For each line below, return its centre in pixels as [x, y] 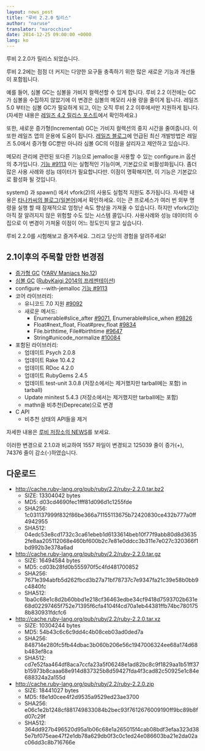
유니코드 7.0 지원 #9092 [53, 303]
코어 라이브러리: [34, 296]
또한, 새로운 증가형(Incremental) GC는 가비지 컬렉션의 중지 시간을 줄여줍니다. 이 [102, 128]
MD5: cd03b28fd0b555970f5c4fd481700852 [81, 567]
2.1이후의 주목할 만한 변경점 [55, 257]
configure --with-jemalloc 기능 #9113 [61, 288]
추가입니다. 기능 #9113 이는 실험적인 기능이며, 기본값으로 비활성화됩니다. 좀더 [105, 164]
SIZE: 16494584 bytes [52, 560]
